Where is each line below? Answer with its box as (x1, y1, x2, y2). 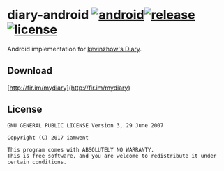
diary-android (7, 7, 89, 23)
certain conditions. (7, 158, 68, 165)
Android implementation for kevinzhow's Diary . (7, 44, 142, 53)
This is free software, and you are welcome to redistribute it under (7, 152, 217, 159)
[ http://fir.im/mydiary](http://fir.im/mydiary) (7, 83, 130, 92)
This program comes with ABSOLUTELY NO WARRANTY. (7, 146, 155, 153)
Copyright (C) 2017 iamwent (7, 134, 89, 141)
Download (7, 65, 52, 76)
